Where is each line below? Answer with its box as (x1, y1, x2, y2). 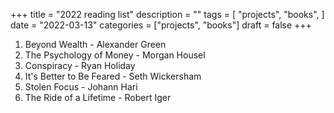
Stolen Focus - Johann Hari (24, 81, 138, 93)
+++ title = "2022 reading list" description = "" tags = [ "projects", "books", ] (10, 9, 325, 20)
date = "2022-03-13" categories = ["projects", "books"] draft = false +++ (10, 19, 312, 31)
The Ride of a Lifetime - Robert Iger (24, 92, 172, 103)
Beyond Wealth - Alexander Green (24, 39, 167, 50)
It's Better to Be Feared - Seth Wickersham (24, 70, 202, 82)
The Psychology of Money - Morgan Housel (24, 49, 206, 61)
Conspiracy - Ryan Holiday (24, 60, 136, 71)
